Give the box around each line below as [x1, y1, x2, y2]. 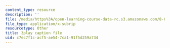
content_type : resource [5, 7, 56, 12]
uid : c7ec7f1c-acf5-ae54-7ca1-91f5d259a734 [5, 35, 99, 40]
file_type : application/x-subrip [5, 21, 76, 26]
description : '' [5, 12, 39, 17]
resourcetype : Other [5, 26, 49, 31]
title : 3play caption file [5, 30, 62, 35]
